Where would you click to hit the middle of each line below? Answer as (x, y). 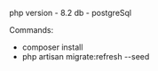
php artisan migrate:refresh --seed (86, 56)
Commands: (32, 30)
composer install (52, 47)
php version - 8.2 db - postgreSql (70, 13)
